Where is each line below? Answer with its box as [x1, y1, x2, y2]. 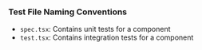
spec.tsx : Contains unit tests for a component [19, 25, 171, 34]
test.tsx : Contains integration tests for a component [19, 33, 194, 42]
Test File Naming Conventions [8, 6, 128, 17]
